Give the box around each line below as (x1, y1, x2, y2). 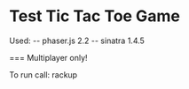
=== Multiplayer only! (9, 52, 88, 63)
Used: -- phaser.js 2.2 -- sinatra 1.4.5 (9, 35, 145, 46)
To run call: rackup (9, 69, 78, 80)
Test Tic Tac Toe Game (9, 6, 180, 26)
